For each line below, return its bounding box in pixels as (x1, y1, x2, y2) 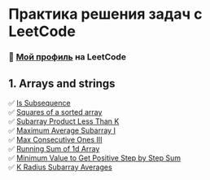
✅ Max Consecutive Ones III (8, 134, 103, 144)
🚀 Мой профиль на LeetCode (8, 51, 127, 63)
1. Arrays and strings (8, 77, 116, 90)
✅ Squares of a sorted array (8, 107, 103, 116)
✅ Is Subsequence (8, 98, 71, 108)
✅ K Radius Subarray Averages (8, 162, 112, 172)
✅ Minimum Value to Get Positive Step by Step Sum (8, 152, 182, 163)
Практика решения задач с (8, 5, 203, 24)
